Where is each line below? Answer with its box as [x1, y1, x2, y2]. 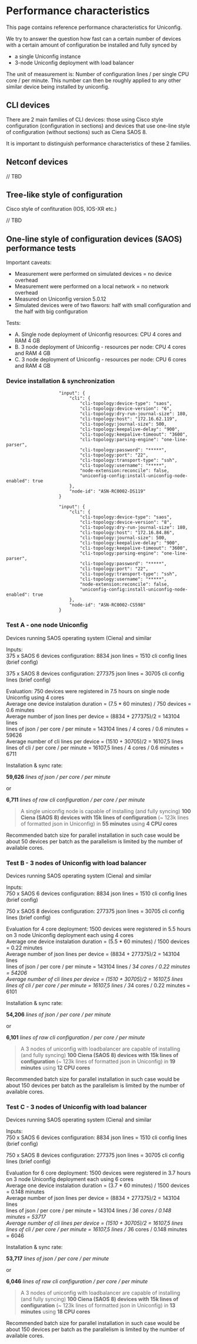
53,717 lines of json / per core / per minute [6, 1255, 109, 1262]
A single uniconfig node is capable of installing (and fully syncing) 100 [20, 807, 191, 814]
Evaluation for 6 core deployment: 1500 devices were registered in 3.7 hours [6, 1169, 191, 1176]
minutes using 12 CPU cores [20, 1064, 91, 1071]
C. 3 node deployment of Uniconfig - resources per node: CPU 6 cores [14, 356, 186, 363]
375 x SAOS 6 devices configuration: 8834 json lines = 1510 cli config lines [6, 652, 187, 659]
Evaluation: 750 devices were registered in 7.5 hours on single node [6, 687, 170, 694]
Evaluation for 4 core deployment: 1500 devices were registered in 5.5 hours [6, 925, 191, 932]
